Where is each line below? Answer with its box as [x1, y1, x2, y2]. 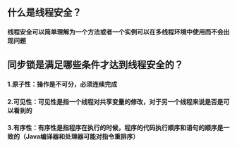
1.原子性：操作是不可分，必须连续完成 [7, 79, 118, 88]
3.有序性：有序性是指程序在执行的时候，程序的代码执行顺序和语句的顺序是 [7, 124, 224, 132]
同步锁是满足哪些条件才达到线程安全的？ [7, 59, 183, 71]
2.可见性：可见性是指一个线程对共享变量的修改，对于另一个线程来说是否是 [7, 97, 224, 106]
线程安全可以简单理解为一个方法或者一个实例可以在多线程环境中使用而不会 [7, 27, 224, 36]
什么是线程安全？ [7, 6, 82, 19]
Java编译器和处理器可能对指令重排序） [25, 132, 140, 141]
